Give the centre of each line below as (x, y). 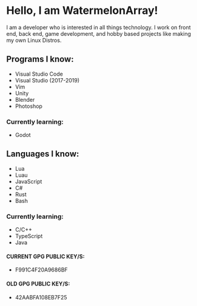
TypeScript (29, 236)
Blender (25, 99)
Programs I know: (40, 59)
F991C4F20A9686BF (41, 270)
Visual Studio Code (39, 74)
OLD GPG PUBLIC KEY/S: (38, 284)
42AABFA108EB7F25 (41, 297)
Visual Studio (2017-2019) (47, 80)
